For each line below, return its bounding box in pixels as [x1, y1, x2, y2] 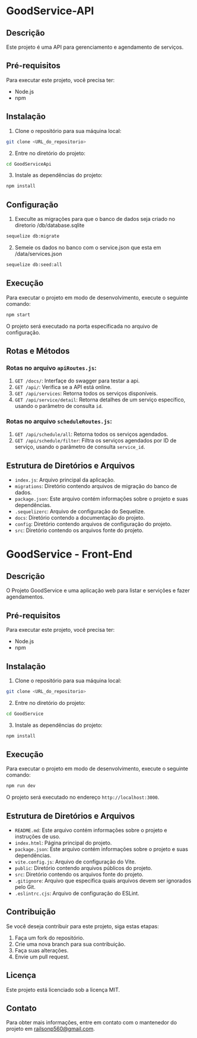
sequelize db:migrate [6, 233, 60, 239]
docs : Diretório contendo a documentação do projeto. [14, 514, 145, 521]
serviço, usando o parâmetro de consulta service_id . [14, 444, 145, 451]
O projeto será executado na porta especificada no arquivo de [6, 322, 158, 330]
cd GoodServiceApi [6, 161, 52, 167]
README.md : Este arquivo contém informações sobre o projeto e [14, 827, 167, 834]
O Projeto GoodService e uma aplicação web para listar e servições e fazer [6, 587, 190, 594]
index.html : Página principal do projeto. [14, 839, 112, 847]
